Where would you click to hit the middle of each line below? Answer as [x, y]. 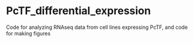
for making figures [29, 33]
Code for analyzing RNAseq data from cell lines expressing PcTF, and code [97, 27]
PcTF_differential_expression [78, 11]
